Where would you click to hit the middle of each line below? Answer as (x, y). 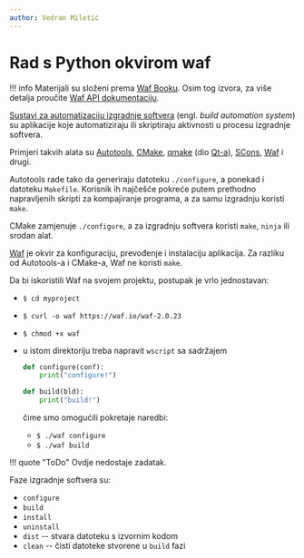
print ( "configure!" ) (78, 376)
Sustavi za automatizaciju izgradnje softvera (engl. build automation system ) (152, 115)
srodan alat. (32, 235)
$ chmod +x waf (51, 333)
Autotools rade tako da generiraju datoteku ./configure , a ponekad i (137, 179)
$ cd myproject (51, 299)
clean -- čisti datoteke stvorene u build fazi (104, 546)
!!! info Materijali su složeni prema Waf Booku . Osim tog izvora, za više (141, 88)
